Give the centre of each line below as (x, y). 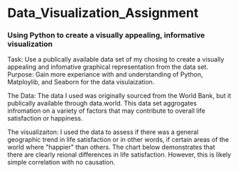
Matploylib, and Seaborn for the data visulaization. (81, 82)
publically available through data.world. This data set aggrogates (102, 104)
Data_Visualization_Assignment (103, 13)
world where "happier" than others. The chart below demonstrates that (111, 147)
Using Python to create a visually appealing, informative (106, 35)
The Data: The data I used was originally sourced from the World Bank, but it (119, 96)
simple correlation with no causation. (61, 162)
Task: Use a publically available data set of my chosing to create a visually (116, 60)
